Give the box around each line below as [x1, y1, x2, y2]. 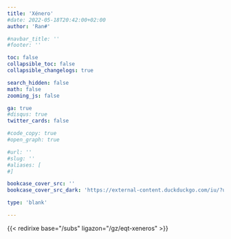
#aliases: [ [7, 161, 41, 169]
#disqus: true [7, 111, 48, 118]
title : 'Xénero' [7, 10, 54, 17]
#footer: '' [7, 42, 41, 49]
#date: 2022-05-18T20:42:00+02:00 [7, 17, 107, 23]
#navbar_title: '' [7, 35, 60, 42]
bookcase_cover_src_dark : [7, 187, 81, 194]
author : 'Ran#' [7, 23, 51, 30]
